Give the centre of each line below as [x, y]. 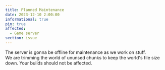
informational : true [27, 19]
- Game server [24, 33]
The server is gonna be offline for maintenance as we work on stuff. [76, 52]
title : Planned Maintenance [35, 10]
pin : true [16, 24]
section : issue [21, 38]
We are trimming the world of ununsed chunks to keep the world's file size [82, 57]
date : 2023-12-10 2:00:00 [32, 15]
